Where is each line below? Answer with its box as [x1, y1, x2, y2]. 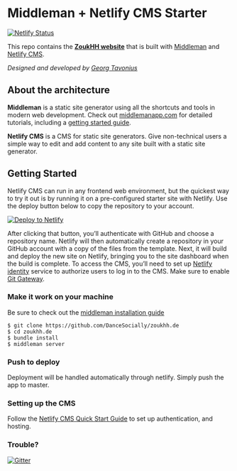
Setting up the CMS [7, 399, 76, 408]
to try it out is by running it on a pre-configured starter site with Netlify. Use [7, 194, 228, 202]
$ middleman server [7, 340, 65, 347]
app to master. [7, 381, 50, 389]
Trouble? [7, 440, 39, 450]
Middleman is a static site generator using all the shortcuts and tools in [7, 103, 215, 112]
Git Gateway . [7, 274, 45, 283]
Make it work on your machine [7, 292, 114, 302]
